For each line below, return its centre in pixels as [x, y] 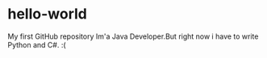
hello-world [48, 14]
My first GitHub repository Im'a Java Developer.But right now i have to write [133, 36]
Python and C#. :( [37, 44]
